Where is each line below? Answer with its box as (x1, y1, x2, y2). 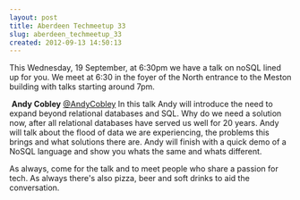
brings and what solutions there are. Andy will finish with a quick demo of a (9, 137, 287, 147)
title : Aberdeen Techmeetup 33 (9, 21, 126, 30)
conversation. (9, 182, 60, 193)
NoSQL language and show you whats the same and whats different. (9, 146, 262, 157)
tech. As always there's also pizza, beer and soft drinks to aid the (9, 173, 251, 184)
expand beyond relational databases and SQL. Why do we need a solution (9, 108, 282, 119)
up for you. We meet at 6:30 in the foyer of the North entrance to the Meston (9, 72, 292, 83)
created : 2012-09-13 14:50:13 (9, 37, 123, 47)
